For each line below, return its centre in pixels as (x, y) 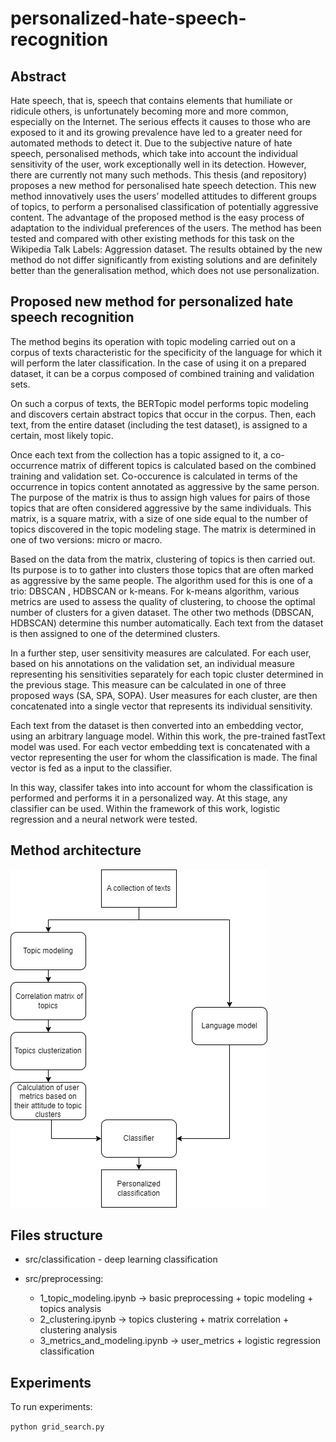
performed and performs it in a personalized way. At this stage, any (149, 798)
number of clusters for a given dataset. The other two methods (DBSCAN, (162, 612)
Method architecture (76, 850)
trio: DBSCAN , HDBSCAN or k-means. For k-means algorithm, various (155, 591)
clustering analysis (78, 1330)
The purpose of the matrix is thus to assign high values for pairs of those (160, 497)
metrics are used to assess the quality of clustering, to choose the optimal (163, 601)
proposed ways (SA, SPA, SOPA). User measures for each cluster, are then (164, 695)
